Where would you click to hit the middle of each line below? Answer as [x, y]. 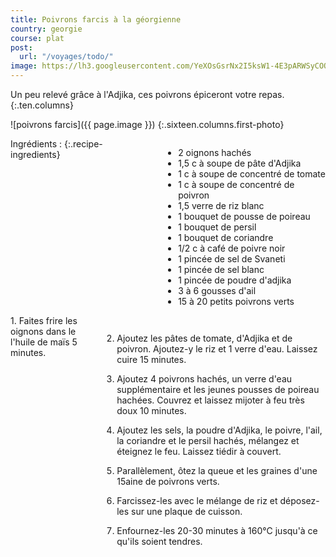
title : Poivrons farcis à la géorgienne [96, 19]
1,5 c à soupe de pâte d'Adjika [240, 163]
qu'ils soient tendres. [159, 541]
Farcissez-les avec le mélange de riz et [197, 500]
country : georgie [46, 29]
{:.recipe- [83, 144]
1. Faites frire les [44, 320]
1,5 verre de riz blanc [221, 205]
